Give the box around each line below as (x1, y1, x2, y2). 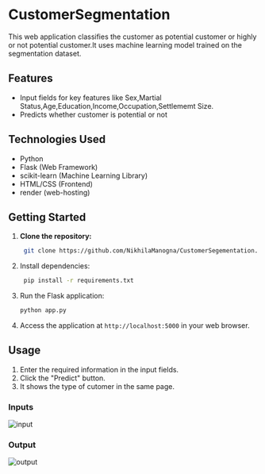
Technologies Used (8, 133, 106, 146)
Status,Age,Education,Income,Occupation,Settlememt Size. (19, 101, 214, 110)
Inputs (8, 401, 34, 412)
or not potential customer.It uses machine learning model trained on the (8, 40, 242, 49)
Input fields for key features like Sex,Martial (19, 93, 162, 102)
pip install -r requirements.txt (23, 276, 134, 285)
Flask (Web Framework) (19, 162, 98, 171)
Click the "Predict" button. (19, 373, 106, 383)
